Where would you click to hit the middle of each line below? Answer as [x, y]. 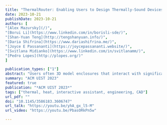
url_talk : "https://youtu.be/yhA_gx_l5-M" [50, 106]
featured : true [21, 83]
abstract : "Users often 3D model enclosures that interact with [73, 74]
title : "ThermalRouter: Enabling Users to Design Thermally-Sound [75, 10]
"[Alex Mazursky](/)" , [29, 28]
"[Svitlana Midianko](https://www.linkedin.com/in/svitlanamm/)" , [75, 51]
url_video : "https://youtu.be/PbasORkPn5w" [51, 111]
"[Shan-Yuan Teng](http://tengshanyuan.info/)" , [56, 38]
